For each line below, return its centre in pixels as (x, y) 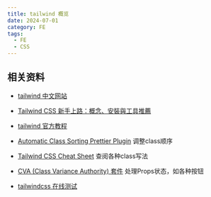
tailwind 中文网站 (42, 96)
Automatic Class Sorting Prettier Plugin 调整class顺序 (95, 141)
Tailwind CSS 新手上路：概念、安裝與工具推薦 (84, 111)
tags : (15, 34)
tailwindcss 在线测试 (47, 186)
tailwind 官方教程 (42, 125)
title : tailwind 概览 (38, 14)
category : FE (27, 27)
